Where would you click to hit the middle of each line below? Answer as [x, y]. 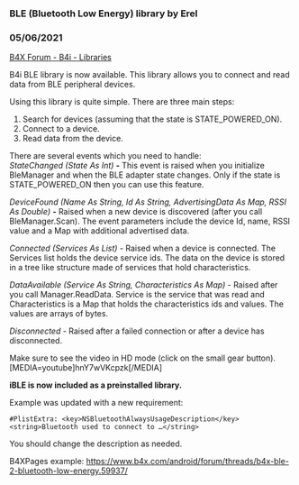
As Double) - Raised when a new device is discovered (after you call [136, 212]
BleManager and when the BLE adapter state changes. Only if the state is [145, 175]
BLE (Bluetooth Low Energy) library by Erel [104, 14]
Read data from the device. [72, 139]
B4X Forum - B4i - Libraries [61, 58]
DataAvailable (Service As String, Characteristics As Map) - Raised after [144, 285]
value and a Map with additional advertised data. [100, 231]
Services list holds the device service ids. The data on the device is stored [147, 258]
